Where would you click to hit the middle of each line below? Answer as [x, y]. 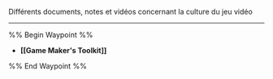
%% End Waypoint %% [48, 66]
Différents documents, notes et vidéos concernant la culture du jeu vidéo [131, 12]
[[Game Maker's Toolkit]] [63, 50]
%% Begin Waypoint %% [51, 35]
